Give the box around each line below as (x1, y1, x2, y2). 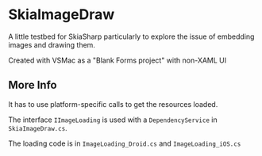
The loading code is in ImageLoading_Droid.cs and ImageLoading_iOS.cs (8, 139, 241, 148)
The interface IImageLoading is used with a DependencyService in (8, 115, 218, 124)
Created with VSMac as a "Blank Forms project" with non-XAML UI (8, 55, 227, 65)
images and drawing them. (8, 40, 95, 49)
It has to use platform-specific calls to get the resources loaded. (8, 99, 218, 108)
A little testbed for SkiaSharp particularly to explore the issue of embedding (8, 32, 255, 41)
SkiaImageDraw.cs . (8, 123, 67, 132)
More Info (8, 78, 57, 92)
